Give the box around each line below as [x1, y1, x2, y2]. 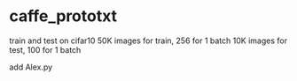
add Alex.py [9, 62, 53, 72]
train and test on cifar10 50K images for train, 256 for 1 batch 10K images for [9, 35, 288, 46]
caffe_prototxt [9, 6, 118, 26]
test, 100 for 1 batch [9, 44, 82, 55]
